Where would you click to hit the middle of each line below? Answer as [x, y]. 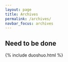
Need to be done [31, 43]
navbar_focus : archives [29, 23]
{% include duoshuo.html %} [34, 55]
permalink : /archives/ [28, 19]
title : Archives [22, 14]
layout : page [18, 10]
